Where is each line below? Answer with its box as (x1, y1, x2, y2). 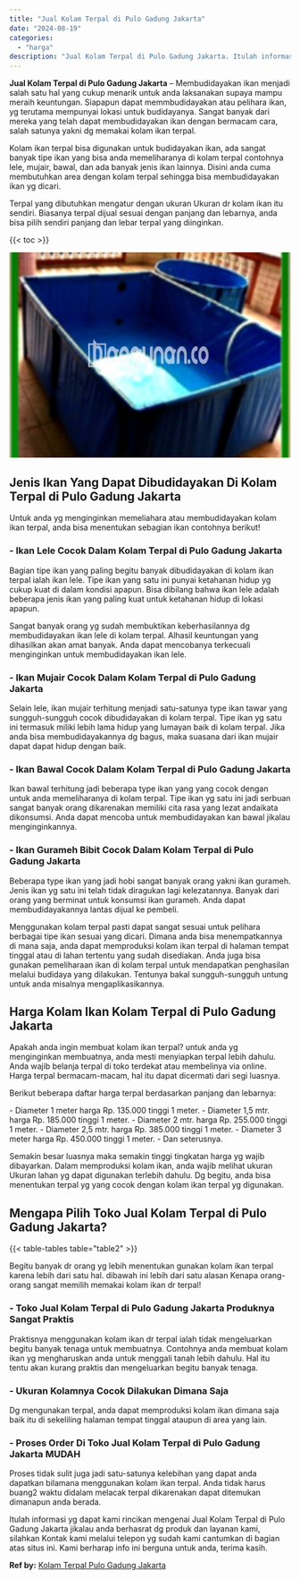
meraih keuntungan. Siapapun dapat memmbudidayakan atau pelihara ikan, (9, 97, 287, 107)
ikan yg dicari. (9, 181, 62, 192)
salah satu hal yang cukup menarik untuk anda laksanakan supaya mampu (9, 88, 283, 98)
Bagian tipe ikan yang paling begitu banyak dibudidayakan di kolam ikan (9, 565, 274, 576)
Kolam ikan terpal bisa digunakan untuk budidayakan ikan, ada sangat (9, 143, 266, 154)
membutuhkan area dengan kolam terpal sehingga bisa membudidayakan (9, 171, 279, 183)
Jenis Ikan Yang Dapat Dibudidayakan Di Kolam (9, 475, 278, 491)
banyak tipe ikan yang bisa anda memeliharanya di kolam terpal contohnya (9, 152, 284, 163)
